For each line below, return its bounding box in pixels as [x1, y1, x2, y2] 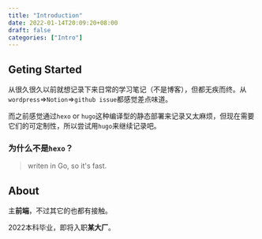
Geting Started [8, 62, 82, 76]
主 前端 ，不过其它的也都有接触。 [8, 206, 112, 215]
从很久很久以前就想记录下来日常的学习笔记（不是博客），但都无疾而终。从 [8, 84, 247, 95]
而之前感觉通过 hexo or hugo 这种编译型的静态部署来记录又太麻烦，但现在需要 [8, 111, 255, 121]
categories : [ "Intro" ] [8, 33, 83, 42]
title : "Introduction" [8, 11, 83, 20]
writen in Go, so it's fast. [27, 161, 107, 170]
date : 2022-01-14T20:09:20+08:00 [8, 19, 118, 27]
